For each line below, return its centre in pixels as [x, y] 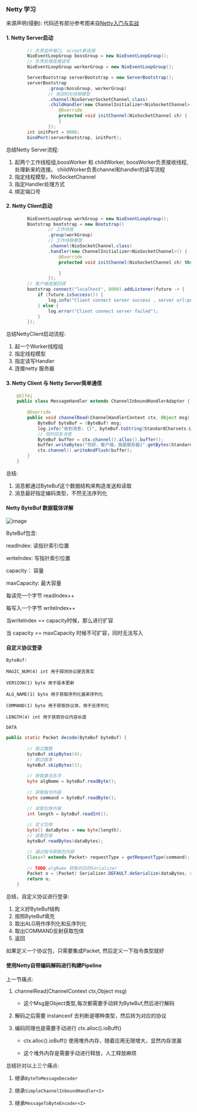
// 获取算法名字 [44, 776]
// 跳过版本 [40, 759]
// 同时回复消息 [55, 434]
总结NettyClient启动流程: [36, 334]
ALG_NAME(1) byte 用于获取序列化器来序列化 [55, 695]
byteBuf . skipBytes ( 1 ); [55, 765]
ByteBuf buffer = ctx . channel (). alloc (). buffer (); [101, 439]
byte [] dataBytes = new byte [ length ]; [74, 830]
